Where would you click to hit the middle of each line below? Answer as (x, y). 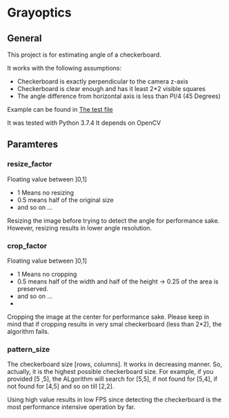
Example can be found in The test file (60, 109)
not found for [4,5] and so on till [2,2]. (61, 386)
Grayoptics (39, 13)
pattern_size (29, 349)
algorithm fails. (28, 331)
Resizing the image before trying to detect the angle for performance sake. (113, 220)
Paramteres (33, 145)
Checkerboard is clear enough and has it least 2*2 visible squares (111, 89)
